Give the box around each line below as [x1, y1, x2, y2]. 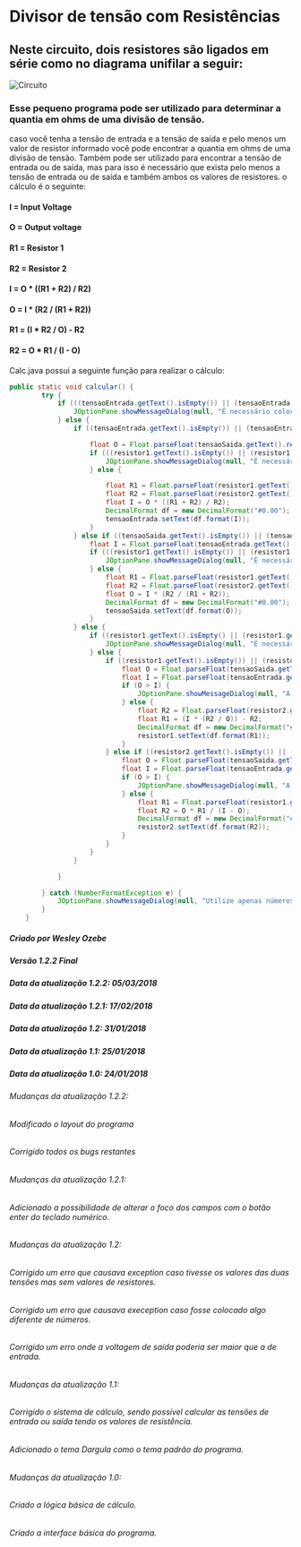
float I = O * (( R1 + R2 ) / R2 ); [105, 498, 230, 507]
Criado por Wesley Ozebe [9, 932, 107, 943]
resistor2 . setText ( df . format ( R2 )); [137, 822, 271, 832]
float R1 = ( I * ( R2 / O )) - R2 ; [137, 714, 262, 723]
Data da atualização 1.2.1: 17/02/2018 [9, 1001, 153, 1011]
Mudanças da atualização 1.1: [9, 1379, 119, 1389]
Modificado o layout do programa [9, 1118, 134, 1130]
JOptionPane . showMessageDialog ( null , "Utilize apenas [56, 897, 262, 906]
